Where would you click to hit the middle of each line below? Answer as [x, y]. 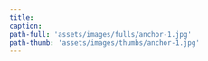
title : [22, 17]
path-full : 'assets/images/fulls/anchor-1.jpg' [101, 34]
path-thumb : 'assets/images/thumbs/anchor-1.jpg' [105, 43]
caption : [26, 26]
